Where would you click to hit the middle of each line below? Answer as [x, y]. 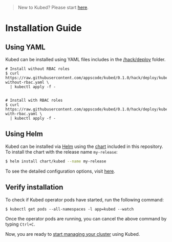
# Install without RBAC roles [38, 69]
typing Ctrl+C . [20, 224]
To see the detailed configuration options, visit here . [60, 171]
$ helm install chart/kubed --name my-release [56, 161]
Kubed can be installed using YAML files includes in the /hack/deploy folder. [85, 59]
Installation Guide [44, 28]
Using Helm [24, 134]
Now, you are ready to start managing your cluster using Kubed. [73, 234]
